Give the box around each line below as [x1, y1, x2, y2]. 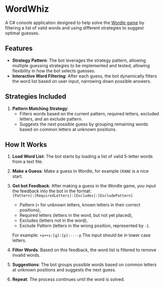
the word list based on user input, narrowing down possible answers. [12, 78, 152, 84]
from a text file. [12, 158, 43, 165]
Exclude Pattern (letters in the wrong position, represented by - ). [19, 223, 150, 229]
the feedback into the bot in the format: [12, 188, 92, 194]
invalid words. [12, 252, 41, 258]
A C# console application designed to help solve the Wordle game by [5, 20, 144, 26]
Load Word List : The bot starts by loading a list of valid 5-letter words [12, 154, 153, 159]
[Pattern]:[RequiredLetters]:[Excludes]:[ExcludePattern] [12, 193, 133, 198]
